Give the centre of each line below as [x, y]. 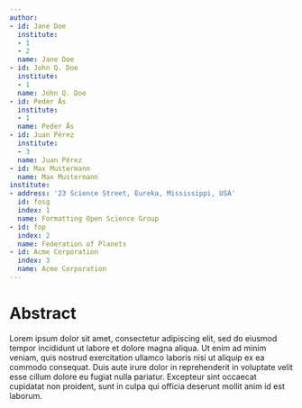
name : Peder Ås [46, 127]
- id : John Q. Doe [44, 68]
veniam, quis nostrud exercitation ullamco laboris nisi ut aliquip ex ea [137, 358]
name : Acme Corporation [62, 269]
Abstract [43, 314]
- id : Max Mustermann [50, 168]
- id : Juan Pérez [42, 135]
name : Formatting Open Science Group [88, 218]
